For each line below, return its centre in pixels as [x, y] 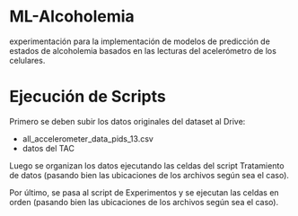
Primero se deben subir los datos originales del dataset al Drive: [127, 121]
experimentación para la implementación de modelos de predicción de [140, 41]
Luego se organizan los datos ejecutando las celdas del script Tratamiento [147, 165]
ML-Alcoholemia [72, 17]
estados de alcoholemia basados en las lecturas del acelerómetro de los [143, 50]
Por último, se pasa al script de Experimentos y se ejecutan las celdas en [145, 192]
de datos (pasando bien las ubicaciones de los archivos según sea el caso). [149, 175]
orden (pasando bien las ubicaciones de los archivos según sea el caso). [144, 202]
